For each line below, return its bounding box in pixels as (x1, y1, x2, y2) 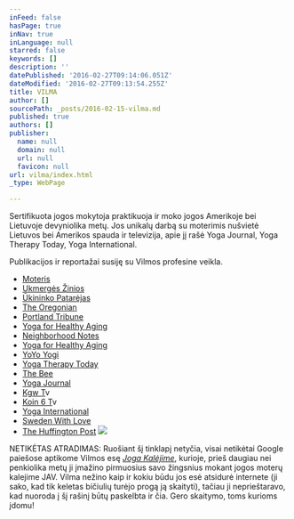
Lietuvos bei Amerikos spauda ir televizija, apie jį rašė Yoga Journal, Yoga (9, 230, 278, 240)
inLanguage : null (9, 37, 74, 47)
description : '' (9, 63, 69, 72)
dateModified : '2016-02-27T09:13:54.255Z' (9, 79, 169, 88)
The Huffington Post (21, 426, 97, 437)
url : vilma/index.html (9, 170, 93, 179)
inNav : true (9, 29, 53, 38)
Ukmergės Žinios (21, 283, 85, 294)
